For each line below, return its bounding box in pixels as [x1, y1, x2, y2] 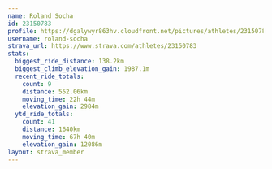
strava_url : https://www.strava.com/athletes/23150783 [7, 42, 197, 50]
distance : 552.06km [22, 87, 89, 96]
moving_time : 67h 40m [22, 132, 95, 141]
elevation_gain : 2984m [22, 102, 99, 110]
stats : [7, 50, 30, 58]
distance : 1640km [22, 125, 81, 133]
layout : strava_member [7, 148, 84, 156]
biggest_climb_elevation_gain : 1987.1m [15, 65, 150, 73]
